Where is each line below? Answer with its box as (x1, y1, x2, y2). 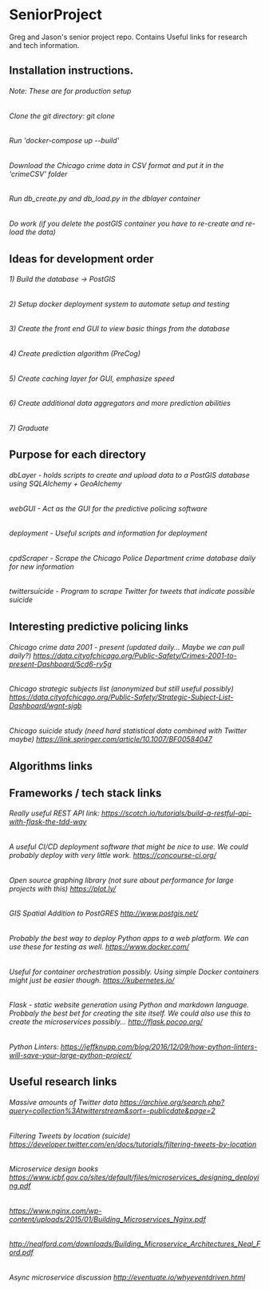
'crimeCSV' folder (9, 169, 68, 178)
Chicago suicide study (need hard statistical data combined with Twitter (9, 726, 247, 735)
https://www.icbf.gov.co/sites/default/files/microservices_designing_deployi (9, 1172, 259, 1182)
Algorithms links (9, 759, 93, 773)
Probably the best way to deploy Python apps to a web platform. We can (9, 933, 249, 943)
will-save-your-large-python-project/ (9, 1050, 133, 1060)
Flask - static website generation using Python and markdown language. (9, 1000, 250, 1010)
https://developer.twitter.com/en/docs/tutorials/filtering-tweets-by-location (9, 1139, 257, 1149)
